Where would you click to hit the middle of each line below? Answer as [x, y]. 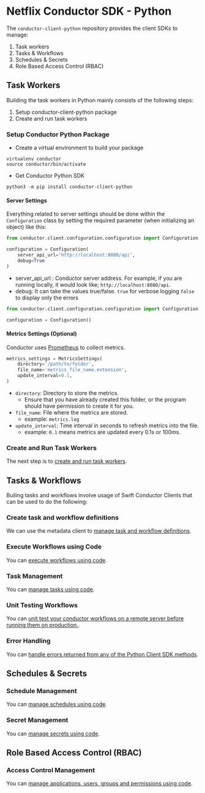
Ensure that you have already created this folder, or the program [105, 399]
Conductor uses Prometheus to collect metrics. [66, 347]
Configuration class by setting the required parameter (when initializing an [100, 220]
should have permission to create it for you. [79, 406]
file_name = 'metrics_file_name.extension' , [72, 370]
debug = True [31, 261]
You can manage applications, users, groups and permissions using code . [99, 784]
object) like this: [27, 227]
